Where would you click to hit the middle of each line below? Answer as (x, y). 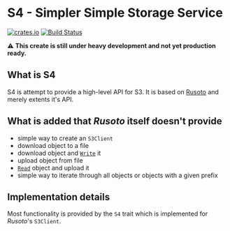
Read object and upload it (53, 167)
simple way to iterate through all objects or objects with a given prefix (117, 175)
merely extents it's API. (41, 99)
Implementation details (59, 197)
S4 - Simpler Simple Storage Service (115, 13)
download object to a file (53, 145)
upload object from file (50, 160)
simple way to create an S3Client (65, 138)
